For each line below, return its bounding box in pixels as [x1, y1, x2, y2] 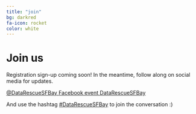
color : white [6, 25, 39, 32]
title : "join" [6, 8, 42, 15]
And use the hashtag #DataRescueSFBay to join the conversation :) [6, 101, 173, 108]
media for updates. [6, 77, 53, 85]
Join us [6, 52, 44, 65]
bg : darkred [6, 14, 36, 20]
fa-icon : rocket [6, 20, 47, 26]
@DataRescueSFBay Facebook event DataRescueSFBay [6, 89, 146, 97]
